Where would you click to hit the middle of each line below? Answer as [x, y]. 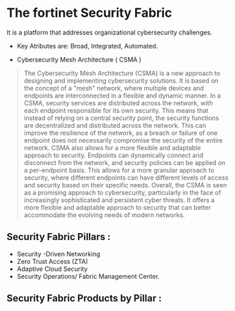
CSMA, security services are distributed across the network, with [118, 102]
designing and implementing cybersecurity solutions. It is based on [121, 80]
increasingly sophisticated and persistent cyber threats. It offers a [119, 200]
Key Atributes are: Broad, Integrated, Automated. [87, 46]
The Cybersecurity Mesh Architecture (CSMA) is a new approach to [122, 73]
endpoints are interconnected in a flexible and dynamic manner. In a [122, 95]
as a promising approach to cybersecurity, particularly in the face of [122, 192]
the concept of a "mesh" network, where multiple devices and [114, 88]
